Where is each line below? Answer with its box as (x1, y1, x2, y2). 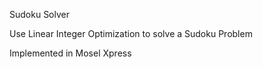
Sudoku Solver (9, 9, 70, 20)
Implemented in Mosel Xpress (9, 47, 132, 59)
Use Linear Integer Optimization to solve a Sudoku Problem (9, 28, 253, 39)
